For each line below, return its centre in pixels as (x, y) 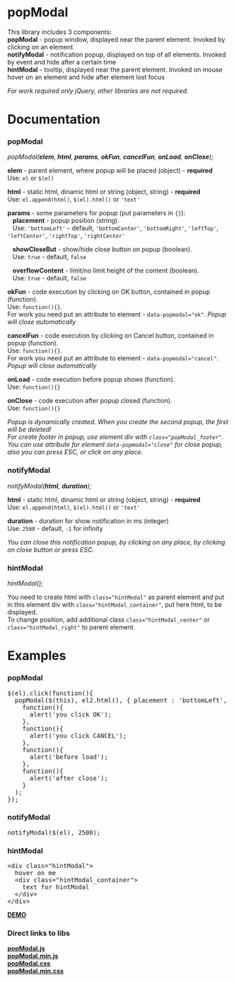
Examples (37, 656)
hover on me (35, 873)
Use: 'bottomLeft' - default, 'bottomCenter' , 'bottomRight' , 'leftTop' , (116, 228)
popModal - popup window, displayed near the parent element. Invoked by (116, 39)
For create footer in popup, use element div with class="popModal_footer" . (116, 437)
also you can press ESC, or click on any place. (75, 452)
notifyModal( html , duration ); (49, 486)
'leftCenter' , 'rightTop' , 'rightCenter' (66, 236)
